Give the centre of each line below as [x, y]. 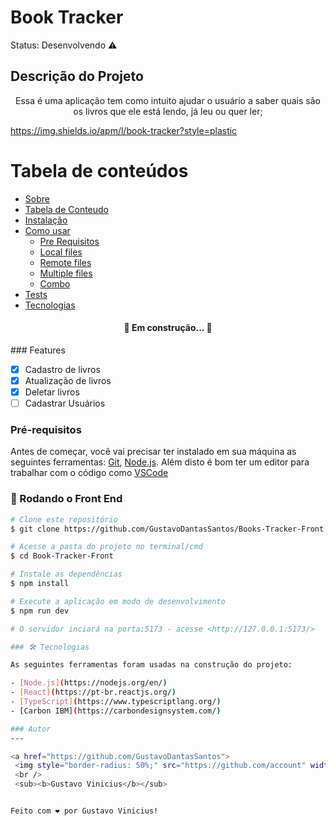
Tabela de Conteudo [67, 209]
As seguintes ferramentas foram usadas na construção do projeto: [151, 665]
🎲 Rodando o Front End [66, 499]
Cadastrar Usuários [65, 403]
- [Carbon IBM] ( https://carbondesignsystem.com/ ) [116, 711]
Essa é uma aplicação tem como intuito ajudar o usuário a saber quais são [168, 100]
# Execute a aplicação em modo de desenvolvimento [118, 601]
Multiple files [66, 273]
